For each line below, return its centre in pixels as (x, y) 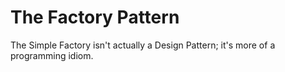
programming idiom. (52, 55)
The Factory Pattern (95, 17)
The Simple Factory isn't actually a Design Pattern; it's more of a (143, 45)
